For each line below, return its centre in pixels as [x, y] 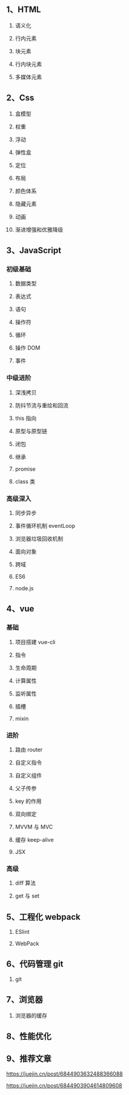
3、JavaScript [34, 251]
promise [25, 469]
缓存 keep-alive [34, 839]
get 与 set [27, 896]
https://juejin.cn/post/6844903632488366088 [64, 1074]
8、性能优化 [29, 1037]
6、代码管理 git [35, 964]
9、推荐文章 [29, 1059]
